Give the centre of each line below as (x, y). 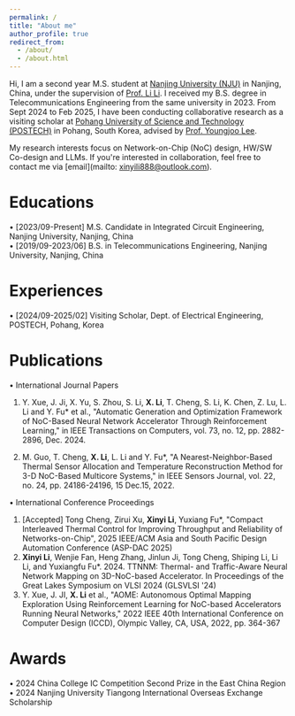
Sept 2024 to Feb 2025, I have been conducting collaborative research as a (147, 112)
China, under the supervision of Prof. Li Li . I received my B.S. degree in (138, 93)
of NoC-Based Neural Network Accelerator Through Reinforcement (144, 420)
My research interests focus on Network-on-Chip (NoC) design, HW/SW (140, 148)
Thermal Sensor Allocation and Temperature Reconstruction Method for (152, 466)
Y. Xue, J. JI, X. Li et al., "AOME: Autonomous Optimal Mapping (136, 595)
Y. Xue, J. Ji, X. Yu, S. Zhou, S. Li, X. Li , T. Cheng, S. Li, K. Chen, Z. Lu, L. (154, 402)
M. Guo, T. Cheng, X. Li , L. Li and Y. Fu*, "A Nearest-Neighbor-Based (147, 457)
